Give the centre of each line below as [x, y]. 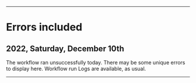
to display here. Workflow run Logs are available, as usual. [76, 68]
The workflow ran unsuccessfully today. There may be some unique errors [96, 62]
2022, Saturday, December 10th [65, 48]
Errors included [44, 27]
